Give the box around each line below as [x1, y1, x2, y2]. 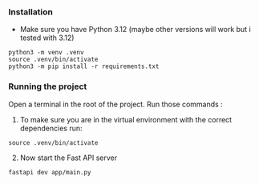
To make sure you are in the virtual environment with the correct [19, 114, 233, 124]
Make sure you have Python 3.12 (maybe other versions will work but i [19, 25, 251, 34]
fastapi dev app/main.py [8, 168, 91, 176]
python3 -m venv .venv [8, 49, 84, 57]
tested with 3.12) [19, 33, 75, 42]
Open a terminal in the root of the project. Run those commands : [8, 99, 223, 109]
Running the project [8, 81, 87, 92]
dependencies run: [19, 123, 83, 133]
